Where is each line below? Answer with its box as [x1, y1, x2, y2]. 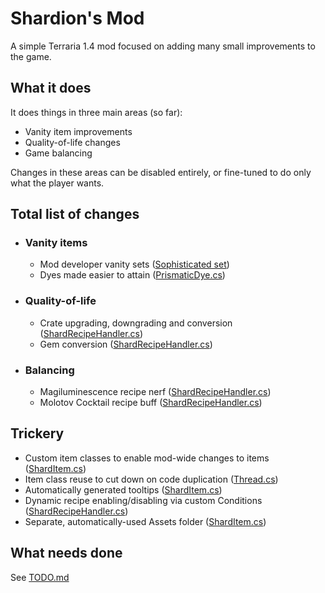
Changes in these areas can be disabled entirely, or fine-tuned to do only [10, 166, 312, 178]
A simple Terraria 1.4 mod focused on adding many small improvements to [10, 40, 316, 52]
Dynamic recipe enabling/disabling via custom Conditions [24, 494, 263, 506]
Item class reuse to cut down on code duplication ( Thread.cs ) [24, 473, 279, 485]
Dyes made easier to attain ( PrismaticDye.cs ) [39, 269, 226, 281]
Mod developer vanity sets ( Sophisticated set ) [39, 258, 230, 271]
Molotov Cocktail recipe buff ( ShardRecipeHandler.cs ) [39, 397, 263, 409]
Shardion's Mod [10, 7, 145, 30]
